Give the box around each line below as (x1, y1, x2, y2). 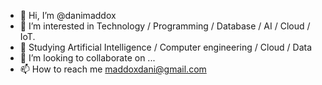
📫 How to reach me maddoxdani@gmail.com (19, 63, 207, 75)
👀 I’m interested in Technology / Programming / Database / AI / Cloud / (19, 20, 311, 32)
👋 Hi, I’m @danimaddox (19, 10, 117, 21)
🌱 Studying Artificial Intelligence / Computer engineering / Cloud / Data (19, 41, 313, 53)
